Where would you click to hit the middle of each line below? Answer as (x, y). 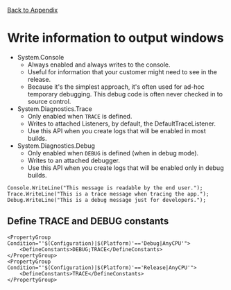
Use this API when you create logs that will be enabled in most (117, 130)
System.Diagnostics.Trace (54, 109)
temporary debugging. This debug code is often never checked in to (125, 94)
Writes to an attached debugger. (74, 160)
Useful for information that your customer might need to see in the (122, 71)
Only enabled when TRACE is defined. (80, 116)
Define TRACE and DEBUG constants (88, 221)
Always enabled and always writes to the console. (99, 65)
